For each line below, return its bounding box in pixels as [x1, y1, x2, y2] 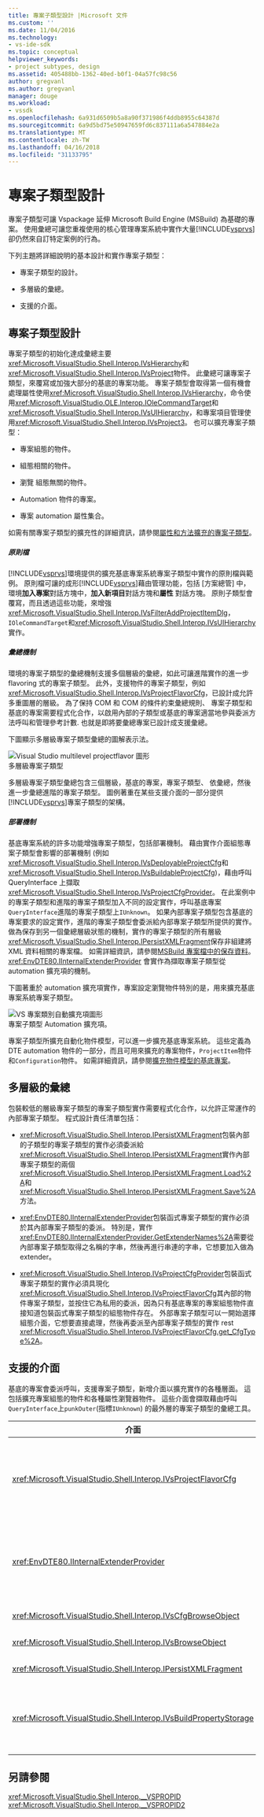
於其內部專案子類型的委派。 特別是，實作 [19, 1222, 153, 1232]
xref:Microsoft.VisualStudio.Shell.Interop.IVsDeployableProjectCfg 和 [8, 857, 229, 867]
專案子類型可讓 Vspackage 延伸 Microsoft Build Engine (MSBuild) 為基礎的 [8, 214, 248, 224]
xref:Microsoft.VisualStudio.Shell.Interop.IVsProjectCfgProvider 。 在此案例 [8, 887, 249, 897]
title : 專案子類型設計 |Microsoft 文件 [8, 11, 128, 20]
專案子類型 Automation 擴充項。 [8, 1019, 112, 1028]
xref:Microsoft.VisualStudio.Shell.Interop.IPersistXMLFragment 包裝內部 [19, 1130, 250, 1139]
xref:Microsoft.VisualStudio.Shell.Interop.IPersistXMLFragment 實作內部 [19, 1149, 250, 1159]
